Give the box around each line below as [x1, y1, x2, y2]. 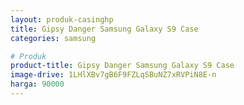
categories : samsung [10, 33, 97, 43]
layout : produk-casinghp [10, 14, 114, 25]
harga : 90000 [10, 79, 65, 90]
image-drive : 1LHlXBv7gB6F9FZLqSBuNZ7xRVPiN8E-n [10, 70, 217, 80]
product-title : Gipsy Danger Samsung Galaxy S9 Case [10, 61, 235, 71]
